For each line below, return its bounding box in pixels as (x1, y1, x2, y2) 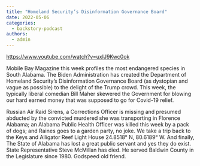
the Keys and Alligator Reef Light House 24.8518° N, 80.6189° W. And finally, (6, 134, 195, 141)
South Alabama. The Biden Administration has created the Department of (6, 71, 187, 78)
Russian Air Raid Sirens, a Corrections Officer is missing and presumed (6, 108, 181, 115)
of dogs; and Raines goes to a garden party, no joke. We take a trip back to (6, 127, 191, 134)
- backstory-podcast (11, 25, 63, 32)
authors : (6, 31, 28, 37)
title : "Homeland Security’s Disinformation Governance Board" (6, 8, 168, 15)
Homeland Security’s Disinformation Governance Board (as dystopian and (6, 77, 189, 84)
